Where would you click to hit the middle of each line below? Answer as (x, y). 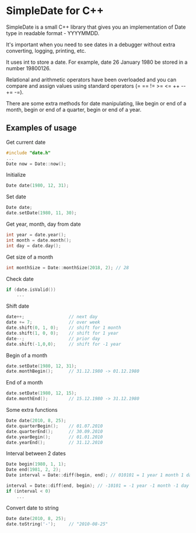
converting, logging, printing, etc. (46, 50)
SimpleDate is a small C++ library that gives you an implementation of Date (96, 27)
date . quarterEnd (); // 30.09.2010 (55, 431)
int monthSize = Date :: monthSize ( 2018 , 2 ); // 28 (68, 267)
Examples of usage (41, 128)
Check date (20, 278)
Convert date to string (32, 508)
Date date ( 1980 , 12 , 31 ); (37, 185)
